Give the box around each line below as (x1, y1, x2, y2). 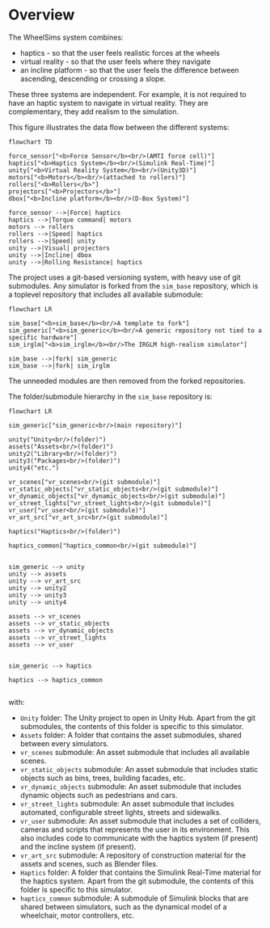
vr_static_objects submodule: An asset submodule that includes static (19, 764, 259, 774)
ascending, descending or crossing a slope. (19, 74, 167, 83)
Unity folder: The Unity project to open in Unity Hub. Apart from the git (19, 713, 256, 723)
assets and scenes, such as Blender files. (19, 858, 158, 868)
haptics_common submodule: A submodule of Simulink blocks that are (19, 893, 249, 903)
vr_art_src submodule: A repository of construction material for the (19, 850, 247, 860)
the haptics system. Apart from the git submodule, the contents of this (19, 875, 255, 886)
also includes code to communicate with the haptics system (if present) (19, 833, 259, 842)
